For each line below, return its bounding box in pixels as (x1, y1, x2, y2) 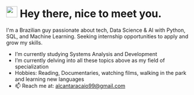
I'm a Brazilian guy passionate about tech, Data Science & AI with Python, (6, 27, 186, 34)
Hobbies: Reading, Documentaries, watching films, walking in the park (14, 69, 187, 76)
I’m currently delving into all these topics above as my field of (14, 57, 165, 64)
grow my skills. (6, 39, 43, 46)
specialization (14, 63, 49, 70)
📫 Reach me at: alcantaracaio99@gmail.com (14, 82, 126, 89)
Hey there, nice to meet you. (20, 7, 162, 21)
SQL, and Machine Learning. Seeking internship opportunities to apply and (6, 32, 189, 40)
